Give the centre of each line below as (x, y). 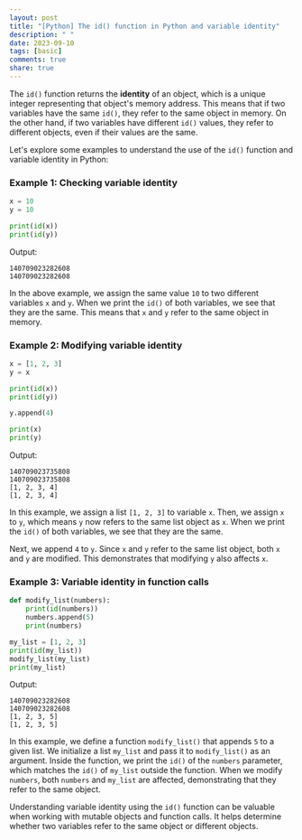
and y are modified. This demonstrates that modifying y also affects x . (139, 559)
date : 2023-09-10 (42, 43)
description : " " (42, 34)
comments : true (38, 60)
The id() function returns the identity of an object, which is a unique (137, 93)
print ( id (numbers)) (62, 609)
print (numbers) (54, 626)
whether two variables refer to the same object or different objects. (134, 826)
